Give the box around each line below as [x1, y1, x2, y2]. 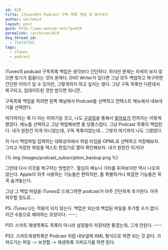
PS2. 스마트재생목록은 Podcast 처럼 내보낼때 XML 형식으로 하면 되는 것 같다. [5, 233, 156, 239]
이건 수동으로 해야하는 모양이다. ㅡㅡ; [5, 212, 78, 218]
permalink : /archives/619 [5, 31, 59, 36]
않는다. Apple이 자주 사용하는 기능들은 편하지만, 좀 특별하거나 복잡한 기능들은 [5, 172, 156, 178]
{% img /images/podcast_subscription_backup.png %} [5, 154, 119, 161]
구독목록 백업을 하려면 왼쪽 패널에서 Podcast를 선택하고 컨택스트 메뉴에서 [5, 98, 149, 104]
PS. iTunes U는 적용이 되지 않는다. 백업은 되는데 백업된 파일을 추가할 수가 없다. [5, 205, 159, 211]
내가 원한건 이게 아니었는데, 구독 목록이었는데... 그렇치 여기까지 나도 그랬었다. [12, 128, 163, 134]
